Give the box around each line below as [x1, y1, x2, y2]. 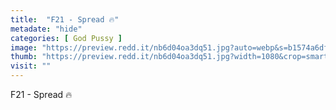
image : [10, 42, 38, 53]
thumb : [10, 52, 38, 62]
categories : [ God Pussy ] [10, 33, 123, 43]
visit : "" [10, 61, 52, 71]
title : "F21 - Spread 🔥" [10, 14, 120, 25]
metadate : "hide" [10, 24, 83, 34]
